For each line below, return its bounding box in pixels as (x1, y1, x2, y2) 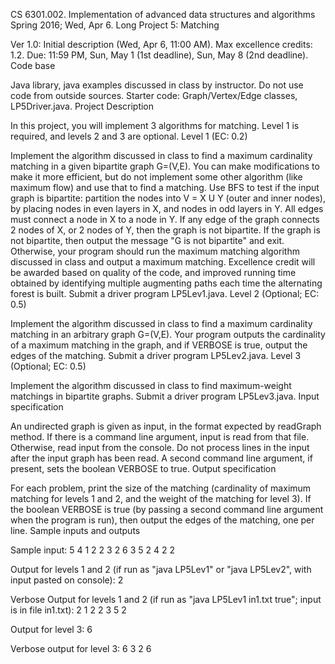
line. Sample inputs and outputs (10, 525, 141, 536)
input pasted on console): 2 (10, 574, 124, 586)
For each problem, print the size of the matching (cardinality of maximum (10, 482, 312, 494)
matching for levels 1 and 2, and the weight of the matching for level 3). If (10, 493, 312, 504)
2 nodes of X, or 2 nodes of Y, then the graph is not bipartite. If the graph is (10, 224, 321, 236)
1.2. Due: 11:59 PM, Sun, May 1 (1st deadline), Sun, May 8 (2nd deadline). (10, 49, 309, 61)
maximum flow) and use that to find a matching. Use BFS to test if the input (10, 182, 320, 193)
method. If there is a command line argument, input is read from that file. (10, 431, 310, 443)
